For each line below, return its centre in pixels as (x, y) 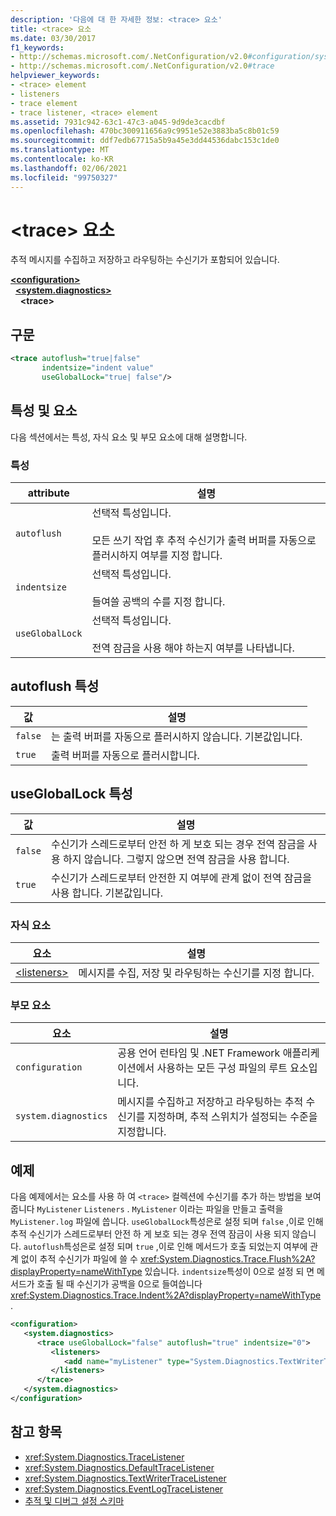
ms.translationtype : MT (60, 150)
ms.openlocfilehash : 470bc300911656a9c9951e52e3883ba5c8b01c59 (145, 131)
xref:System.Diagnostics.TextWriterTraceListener (125, 1478)
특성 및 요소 (44, 411)
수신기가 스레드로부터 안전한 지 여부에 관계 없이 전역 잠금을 (181, 878)
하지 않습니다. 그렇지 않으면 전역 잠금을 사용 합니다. (176, 859)
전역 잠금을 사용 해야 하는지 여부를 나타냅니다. (193, 648)
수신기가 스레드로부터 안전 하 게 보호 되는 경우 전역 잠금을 (178, 844)
